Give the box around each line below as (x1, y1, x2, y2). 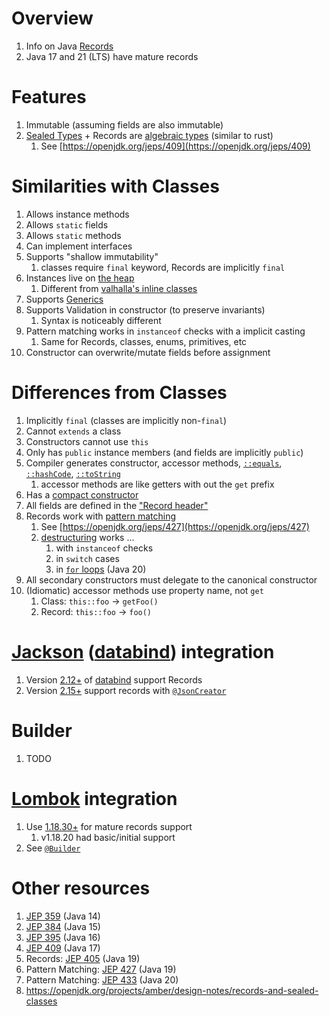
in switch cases (55, 552, 120, 564)
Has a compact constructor (25, 488, 139, 501)
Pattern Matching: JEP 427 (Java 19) (25, 963, 177, 975)
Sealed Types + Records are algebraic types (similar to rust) (25, 129, 274, 141)
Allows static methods (25, 229, 122, 241)
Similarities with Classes (11, 175, 220, 198)
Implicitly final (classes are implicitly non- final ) (25, 414, 228, 426)
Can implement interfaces (25, 240, 133, 252)
